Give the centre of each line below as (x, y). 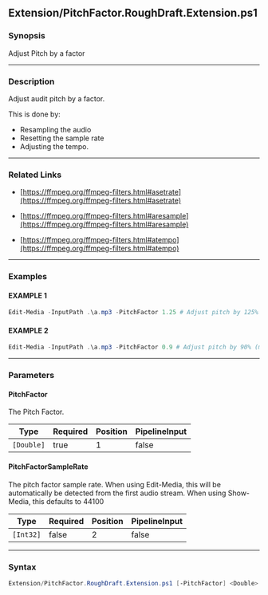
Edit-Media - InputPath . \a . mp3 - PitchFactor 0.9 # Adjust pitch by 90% (130, 347)
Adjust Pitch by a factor (47, 53)
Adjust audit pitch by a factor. (57, 98)
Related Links (35, 175)
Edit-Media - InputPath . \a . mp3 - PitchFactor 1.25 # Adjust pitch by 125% (134, 313)
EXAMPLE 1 (28, 295)
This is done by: (35, 114)
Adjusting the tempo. (54, 146)
